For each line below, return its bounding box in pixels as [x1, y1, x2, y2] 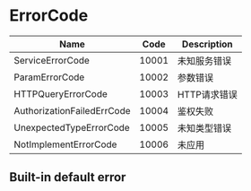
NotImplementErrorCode [13, 138, 117, 151]
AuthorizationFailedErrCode [13, 104, 132, 117]
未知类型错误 [177, 122, 231, 135]
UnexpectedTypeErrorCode [13, 121, 130, 134]
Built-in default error [9, 169, 126, 185]
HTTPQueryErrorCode [13, 87, 108, 100]
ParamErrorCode [13, 71, 85, 83]
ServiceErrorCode [13, 54, 90, 66]
